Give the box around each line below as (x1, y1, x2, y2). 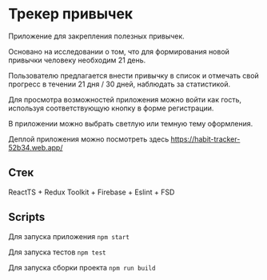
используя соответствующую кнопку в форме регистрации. (8, 103, 214, 113)
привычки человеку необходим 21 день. (8, 55, 146, 65)
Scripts (8, 210, 46, 224)
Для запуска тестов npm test (8, 247, 106, 257)
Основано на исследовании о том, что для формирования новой (8, 46, 230, 56)
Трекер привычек (8, 5, 133, 23)
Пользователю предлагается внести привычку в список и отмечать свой (8, 70, 260, 80)
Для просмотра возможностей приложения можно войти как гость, (8, 94, 242, 104)
